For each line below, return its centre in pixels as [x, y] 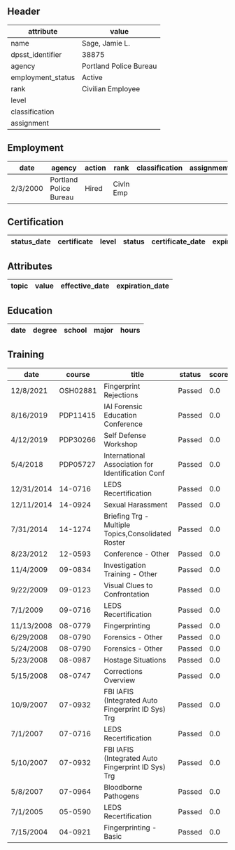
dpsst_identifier [36, 54]
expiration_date [143, 286]
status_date [31, 241]
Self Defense [125, 435]
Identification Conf [134, 473]
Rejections [121, 394]
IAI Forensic [123, 406]
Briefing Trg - [126, 516]
